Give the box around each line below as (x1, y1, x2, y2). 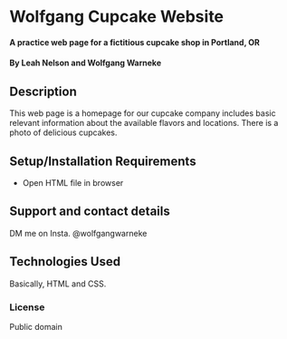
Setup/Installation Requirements (9, 153, 196, 169)
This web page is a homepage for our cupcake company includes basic (9, 108, 276, 119)
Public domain (9, 321, 63, 332)
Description (9, 83, 77, 99)
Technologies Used (9, 254, 120, 269)
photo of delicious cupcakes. (9, 127, 118, 138)
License (9, 301, 45, 314)
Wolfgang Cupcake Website (9, 6, 225, 27)
